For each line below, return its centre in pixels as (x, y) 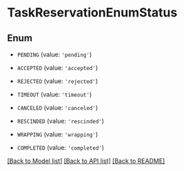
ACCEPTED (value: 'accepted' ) (58, 68)
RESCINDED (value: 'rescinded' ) (61, 121)
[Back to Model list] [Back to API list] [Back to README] (86, 161)
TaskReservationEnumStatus (92, 13)
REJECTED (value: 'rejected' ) (58, 81)
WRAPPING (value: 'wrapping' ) (58, 134)
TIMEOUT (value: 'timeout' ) (54, 94)
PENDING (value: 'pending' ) (54, 54)
